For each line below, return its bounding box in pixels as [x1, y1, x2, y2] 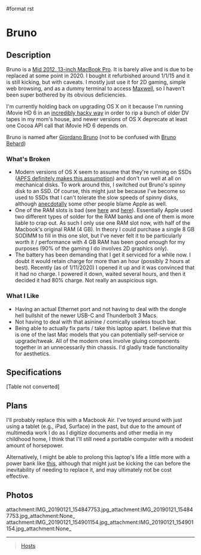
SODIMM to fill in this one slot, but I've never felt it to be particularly [14, 232, 182, 239]
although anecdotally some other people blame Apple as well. [14, 200, 167, 207]
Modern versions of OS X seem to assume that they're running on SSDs [14, 168, 192, 176]
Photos [6, 490, 33, 500]
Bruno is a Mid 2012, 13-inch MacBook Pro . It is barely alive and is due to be [6, 66, 193, 73]
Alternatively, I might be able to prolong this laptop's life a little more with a [6, 454, 190, 461]
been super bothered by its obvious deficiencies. [6, 91, 127, 98]
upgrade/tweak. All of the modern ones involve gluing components [14, 337, 180, 344]
